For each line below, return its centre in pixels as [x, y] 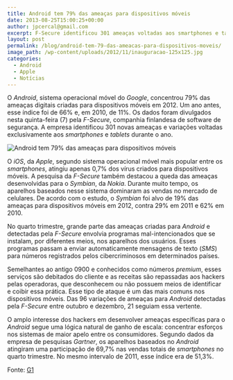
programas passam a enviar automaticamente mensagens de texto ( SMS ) [112, 249]
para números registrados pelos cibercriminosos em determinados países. [113, 256]
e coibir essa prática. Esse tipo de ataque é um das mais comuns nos [106, 291]
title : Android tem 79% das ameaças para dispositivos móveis [99, 14]
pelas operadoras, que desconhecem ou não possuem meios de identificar [114, 284]
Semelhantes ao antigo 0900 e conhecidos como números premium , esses [114, 269]
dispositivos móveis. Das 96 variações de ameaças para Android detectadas [116, 299]
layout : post [26, 40]
